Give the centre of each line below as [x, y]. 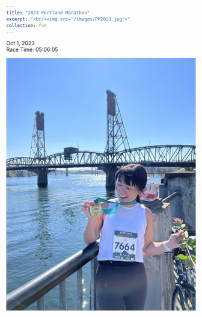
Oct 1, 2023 [20, 43]
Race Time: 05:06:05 [32, 50]
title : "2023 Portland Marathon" [48, 13]
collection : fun [26, 25]
